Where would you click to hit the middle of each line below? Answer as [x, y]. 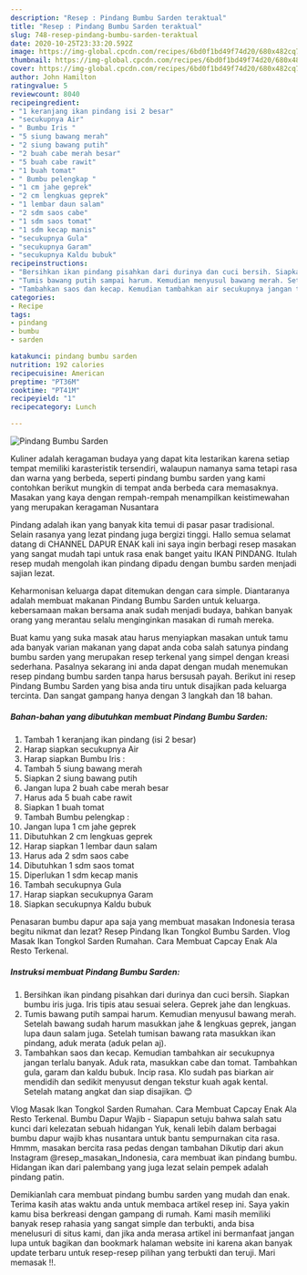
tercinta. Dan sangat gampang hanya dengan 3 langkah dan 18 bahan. [142, 695]
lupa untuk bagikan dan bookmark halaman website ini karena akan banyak [151, 1243]
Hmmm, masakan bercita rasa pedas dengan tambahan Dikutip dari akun [147, 1147]
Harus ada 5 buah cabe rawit [78, 797]
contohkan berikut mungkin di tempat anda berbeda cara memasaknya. [144, 488]
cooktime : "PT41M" [45, 390]
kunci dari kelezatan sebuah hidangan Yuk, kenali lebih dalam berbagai [143, 1128]
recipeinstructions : [50, 264]
